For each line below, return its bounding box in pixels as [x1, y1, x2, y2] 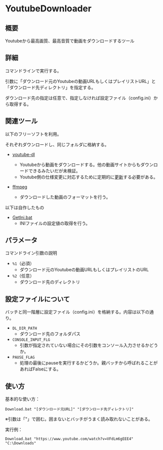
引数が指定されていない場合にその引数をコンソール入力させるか [19, 342, 150, 348]
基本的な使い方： [5, 396, 40, 402]
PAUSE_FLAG [12, 355, 35, 360]
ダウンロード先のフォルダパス [19, 331, 81, 337]
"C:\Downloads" [5, 441, 37, 446]
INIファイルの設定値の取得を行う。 [19, 220, 90, 226]
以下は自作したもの [5, 205, 44, 210]
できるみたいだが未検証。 [28, 167, 81, 173]
